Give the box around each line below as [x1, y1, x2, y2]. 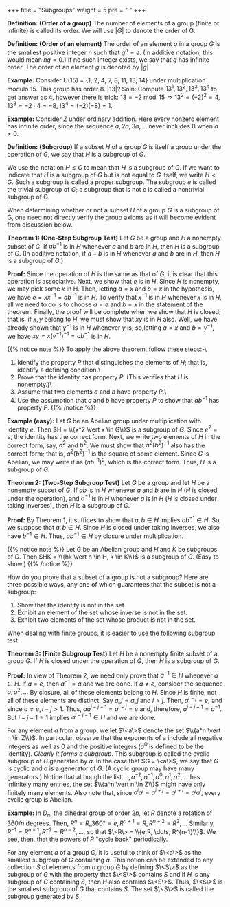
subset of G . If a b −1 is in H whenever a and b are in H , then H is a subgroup [7, 240, 220, 250]
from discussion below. [7, 220, 73, 229]
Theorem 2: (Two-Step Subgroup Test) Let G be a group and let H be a [7, 478, 210, 486]
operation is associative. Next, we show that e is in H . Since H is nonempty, [7, 278, 220, 286]
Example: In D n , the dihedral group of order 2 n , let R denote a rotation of [7, 809, 213, 819]
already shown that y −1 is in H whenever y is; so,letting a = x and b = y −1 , [7, 322, 215, 332]
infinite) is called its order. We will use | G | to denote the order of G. [7, 27, 196, 34]
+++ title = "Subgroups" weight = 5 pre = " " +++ [7, 6, 146, 14]
